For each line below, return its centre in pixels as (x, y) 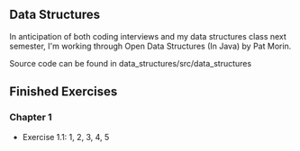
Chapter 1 (31, 118)
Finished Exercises (64, 92)
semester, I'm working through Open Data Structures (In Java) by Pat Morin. (150, 46)
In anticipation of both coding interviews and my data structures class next (148, 36)
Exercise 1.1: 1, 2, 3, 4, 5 (66, 137)
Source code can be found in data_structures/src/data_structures (131, 63)
